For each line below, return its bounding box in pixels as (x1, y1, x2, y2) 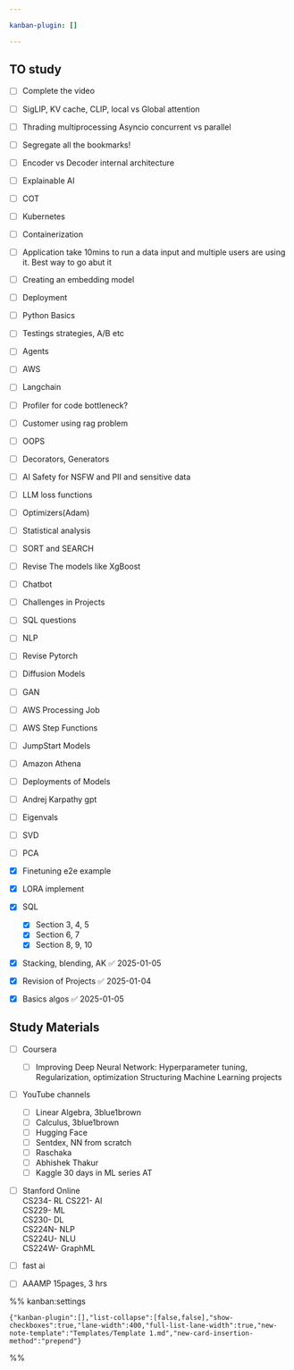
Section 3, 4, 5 (35, 919, 89, 930)
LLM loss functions (21, 489, 93, 500)
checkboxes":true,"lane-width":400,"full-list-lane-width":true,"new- (9, 1321, 278, 1331)
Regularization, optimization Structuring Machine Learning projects (35, 1071, 282, 1082)
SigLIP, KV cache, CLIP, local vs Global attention (21, 104, 200, 114)
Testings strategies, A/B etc (21, 328, 125, 339)
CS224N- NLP (21, 1224, 76, 1235)
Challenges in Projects (21, 596, 105, 608)
